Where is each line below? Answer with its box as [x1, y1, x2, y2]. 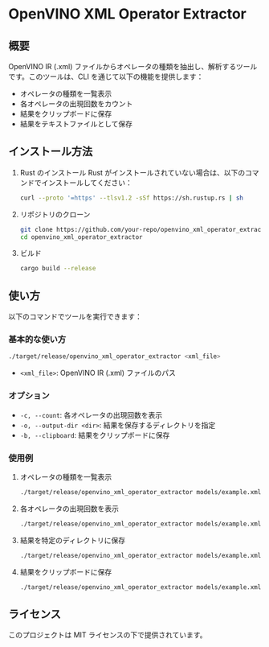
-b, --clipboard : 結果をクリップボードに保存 [19, 430, 170, 439]
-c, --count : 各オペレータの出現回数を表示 [19, 410, 163, 419]
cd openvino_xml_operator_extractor [19, 233, 143, 241]
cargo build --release [19, 265, 96, 273]
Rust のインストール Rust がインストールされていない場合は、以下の [19, 167, 246, 177]
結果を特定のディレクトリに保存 [19, 535, 126, 545]
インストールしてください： [41, 178, 132, 188]
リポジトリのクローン [19, 209, 91, 219]
